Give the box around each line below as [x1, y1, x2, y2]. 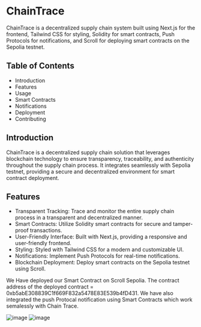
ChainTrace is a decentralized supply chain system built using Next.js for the [6, 24, 196, 31]
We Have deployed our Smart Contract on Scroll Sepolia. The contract [6, 277, 179, 284]
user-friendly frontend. [14, 240, 72, 247]
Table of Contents [6, 61, 75, 71]
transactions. [29, 227, 62, 234]
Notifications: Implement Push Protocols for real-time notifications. [14, 252, 180, 260]
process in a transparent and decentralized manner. [14, 214, 143, 221]
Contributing [14, 115, 46, 122]
